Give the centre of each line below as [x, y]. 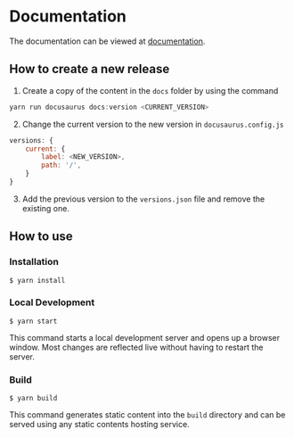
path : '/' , [61, 165]
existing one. [45, 208]
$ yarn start [33, 321]
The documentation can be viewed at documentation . [107, 41]
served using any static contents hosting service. [99, 425]
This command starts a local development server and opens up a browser [145, 337]
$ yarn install [37, 280]
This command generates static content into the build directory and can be [147, 415]
